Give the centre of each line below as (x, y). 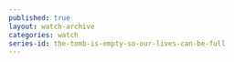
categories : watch (43, 35)
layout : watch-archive (52, 26)
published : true (39, 18)
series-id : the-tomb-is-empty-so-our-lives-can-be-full (117, 43)
